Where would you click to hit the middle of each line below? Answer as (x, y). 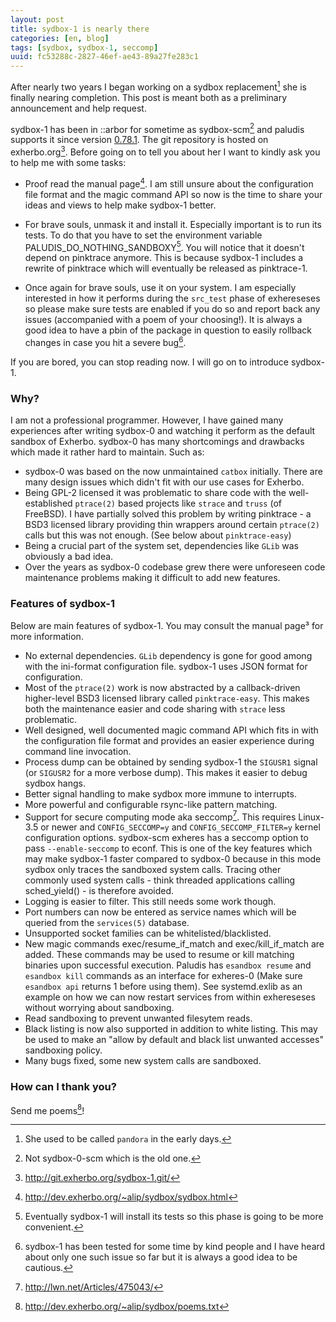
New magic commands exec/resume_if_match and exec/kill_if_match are (174, 944)
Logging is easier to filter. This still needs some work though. (150, 902)
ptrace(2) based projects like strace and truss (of (178, 503)
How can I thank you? (63, 1087)
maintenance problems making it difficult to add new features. (152, 578)
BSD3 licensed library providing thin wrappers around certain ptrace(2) (172, 525)
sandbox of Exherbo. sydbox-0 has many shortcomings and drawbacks (157, 442)
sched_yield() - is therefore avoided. (99, 891)
